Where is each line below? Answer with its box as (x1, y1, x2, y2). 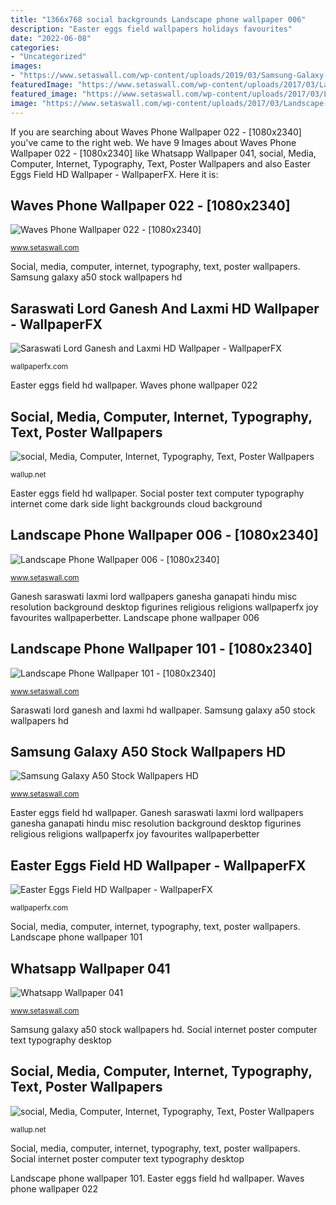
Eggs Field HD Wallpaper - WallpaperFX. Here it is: (10, 168, 219, 180)
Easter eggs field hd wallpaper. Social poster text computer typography (10, 487, 305, 499)
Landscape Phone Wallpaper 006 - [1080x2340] (10, 527, 319, 544)
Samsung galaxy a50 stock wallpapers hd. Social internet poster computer (10, 1024, 318, 1035)
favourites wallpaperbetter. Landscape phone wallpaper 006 (10, 611, 260, 623)
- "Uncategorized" (10, 52, 87, 62)
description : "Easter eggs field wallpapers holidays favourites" (10, 24, 293, 34)
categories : (10, 42, 60, 53)
